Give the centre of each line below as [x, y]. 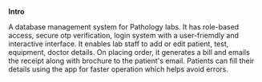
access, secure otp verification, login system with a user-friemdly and [123, 35]
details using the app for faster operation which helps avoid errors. [118, 69]
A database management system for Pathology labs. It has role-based [124, 27]
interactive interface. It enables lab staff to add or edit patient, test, [119, 44]
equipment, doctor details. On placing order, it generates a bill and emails [129, 52]
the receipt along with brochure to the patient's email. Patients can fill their [131, 61]
